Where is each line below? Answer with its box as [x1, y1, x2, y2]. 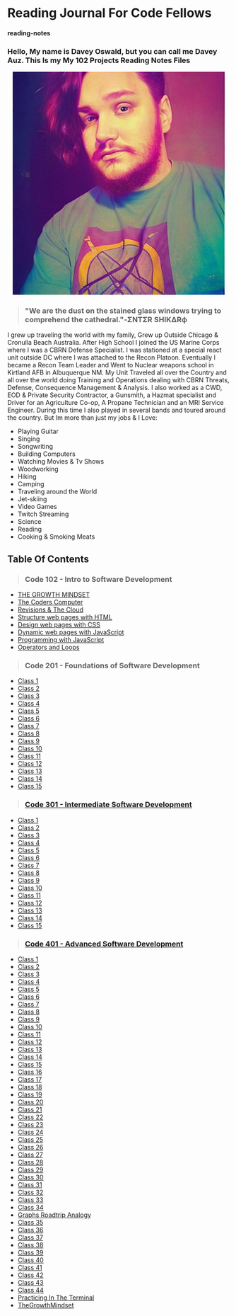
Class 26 [17, 1143, 44, 1151]
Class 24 [17, 1128, 44, 1136]
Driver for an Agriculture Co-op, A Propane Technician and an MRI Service [7, 399, 224, 407]
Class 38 [17, 1240, 44, 1249]
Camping [17, 480, 45, 488]
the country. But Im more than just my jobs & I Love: [7, 413, 158, 422]
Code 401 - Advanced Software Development [24, 939, 184, 949]
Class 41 [17, 1263, 42, 1271]
